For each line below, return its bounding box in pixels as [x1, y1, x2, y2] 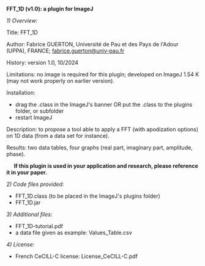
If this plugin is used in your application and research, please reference [13, 162, 199, 170]
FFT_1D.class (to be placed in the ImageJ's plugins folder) [15, 192, 160, 199]
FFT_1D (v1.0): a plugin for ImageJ [6, 5, 94, 12]
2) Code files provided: [6, 181, 64, 188]
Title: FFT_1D [6, 29, 38, 36]
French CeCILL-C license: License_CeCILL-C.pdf [15, 253, 138, 260]
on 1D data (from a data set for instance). [6, 132, 110, 139]
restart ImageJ [15, 114, 53, 121]
